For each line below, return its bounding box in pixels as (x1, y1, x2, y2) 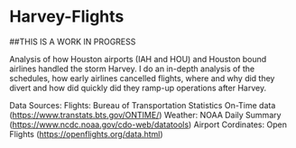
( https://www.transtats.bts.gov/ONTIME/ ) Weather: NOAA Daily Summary (9, 109, 282, 120)
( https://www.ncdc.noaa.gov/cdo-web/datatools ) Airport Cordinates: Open (9, 119, 287, 130)
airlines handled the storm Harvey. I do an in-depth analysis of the (9, 63, 255, 74)
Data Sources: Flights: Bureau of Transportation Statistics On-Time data (9, 99, 276, 110)
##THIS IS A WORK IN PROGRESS (9, 36, 136, 47)
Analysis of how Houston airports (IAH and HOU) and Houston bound (9, 53, 267, 64)
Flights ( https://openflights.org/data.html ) (9, 128, 164, 139)
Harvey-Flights (9, 6, 125, 27)
